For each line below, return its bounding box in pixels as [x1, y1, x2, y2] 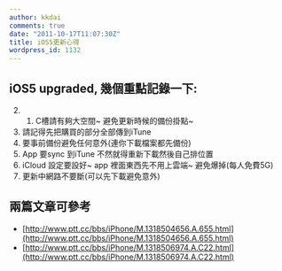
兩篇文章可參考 [9, 199, 91, 214]
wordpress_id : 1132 [9, 46, 82, 55]
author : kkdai [9, 12, 62, 22]
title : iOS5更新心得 [9, 37, 80, 47]
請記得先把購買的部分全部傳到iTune [21, 126, 152, 137]
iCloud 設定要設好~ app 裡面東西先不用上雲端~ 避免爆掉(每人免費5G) [21, 159, 274, 170]
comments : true [9, 21, 66, 30]
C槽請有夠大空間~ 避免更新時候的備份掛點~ [35, 115, 194, 126]
